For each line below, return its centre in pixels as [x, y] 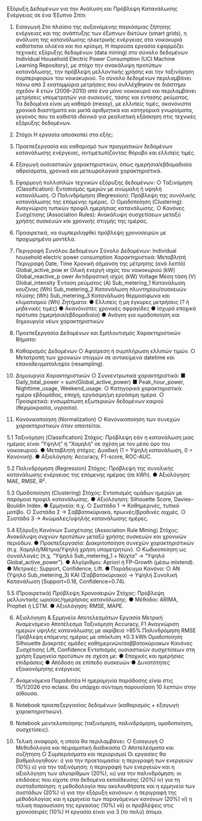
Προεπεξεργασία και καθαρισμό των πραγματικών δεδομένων [94, 146]
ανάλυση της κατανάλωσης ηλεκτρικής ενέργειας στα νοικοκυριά [99, 40]
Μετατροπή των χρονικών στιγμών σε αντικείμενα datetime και [95, 357]
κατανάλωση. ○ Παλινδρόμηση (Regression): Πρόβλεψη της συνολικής [106, 195]
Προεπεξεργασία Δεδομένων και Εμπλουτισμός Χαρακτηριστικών [98, 333]
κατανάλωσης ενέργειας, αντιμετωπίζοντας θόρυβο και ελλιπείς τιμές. [106, 153]
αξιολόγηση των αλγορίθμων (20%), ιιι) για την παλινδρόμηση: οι [99, 773]
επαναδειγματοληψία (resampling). [60, 364]
